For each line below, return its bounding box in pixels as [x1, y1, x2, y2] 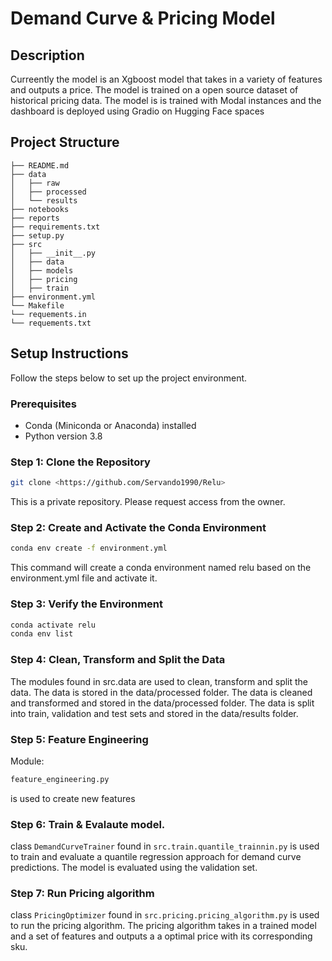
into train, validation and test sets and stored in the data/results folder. [10, 707, 299, 719]
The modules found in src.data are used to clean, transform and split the [10, 675, 309, 687]
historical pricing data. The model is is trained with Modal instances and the [10, 95, 322, 106]
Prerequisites [10, 397, 77, 411]
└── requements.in [10, 309, 87, 319]
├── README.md [10, 160, 70, 171]
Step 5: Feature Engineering [10, 732, 149, 746]
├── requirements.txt [10, 222, 101, 232]
